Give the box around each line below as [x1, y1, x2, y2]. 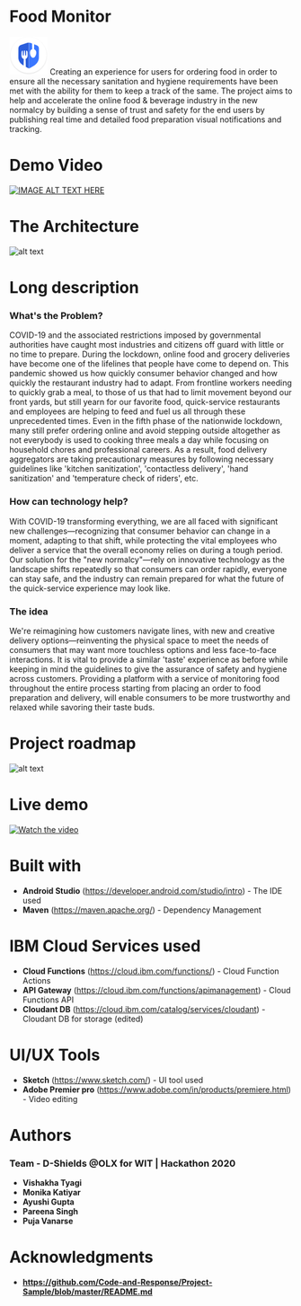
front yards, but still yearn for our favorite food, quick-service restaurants [9, 397, 280, 408]
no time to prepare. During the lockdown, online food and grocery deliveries [9, 349, 290, 360]
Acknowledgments [9, 1247, 155, 1267]
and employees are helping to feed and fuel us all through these [9, 406, 246, 417]
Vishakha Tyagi [22, 1178, 83, 1188]
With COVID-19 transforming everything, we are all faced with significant [9, 516, 279, 526]
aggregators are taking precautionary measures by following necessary [9, 454, 274, 464]
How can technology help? [9, 496, 128, 508]
